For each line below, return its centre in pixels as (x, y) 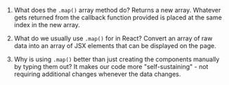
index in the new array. (47, 25)
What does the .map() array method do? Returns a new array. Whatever (117, 10)
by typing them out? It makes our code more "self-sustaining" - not (111, 67)
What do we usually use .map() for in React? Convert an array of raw (113, 38)
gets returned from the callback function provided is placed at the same (118, 17)
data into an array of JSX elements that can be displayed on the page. (115, 46)
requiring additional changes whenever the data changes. (97, 74)
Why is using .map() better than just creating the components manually (117, 59)
